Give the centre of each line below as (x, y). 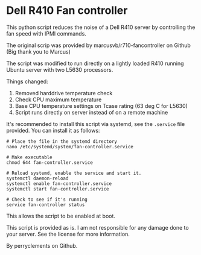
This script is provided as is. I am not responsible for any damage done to (97, 227)
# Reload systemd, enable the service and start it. (74, 173)
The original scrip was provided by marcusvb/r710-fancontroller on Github (99, 45)
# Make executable (29, 157)
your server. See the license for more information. (68, 234)
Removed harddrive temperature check (64, 93)
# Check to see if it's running (47, 200)
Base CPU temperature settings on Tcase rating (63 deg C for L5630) (101, 105)
